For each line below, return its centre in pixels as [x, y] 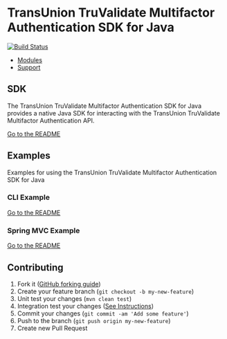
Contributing [35, 267]
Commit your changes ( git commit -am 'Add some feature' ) [103, 313]
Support [29, 67]
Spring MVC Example [44, 230]
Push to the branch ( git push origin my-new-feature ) [94, 320]
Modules [30, 59]
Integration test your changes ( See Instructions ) [85, 306]
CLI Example [29, 197]
